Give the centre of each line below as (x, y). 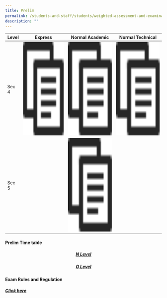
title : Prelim (20, 10)
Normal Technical (138, 37)
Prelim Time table (24, 243)
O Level (83, 267)
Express (43, 37)
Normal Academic (90, 37)
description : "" (22, 21)
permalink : (16, 16)
